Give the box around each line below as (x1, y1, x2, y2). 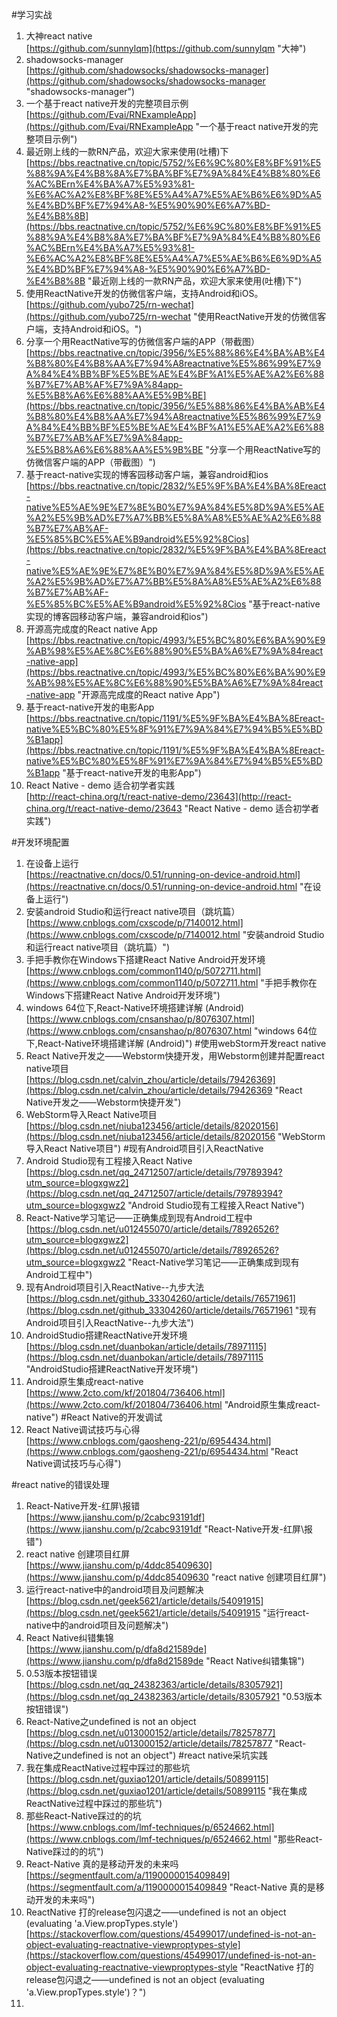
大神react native (25, 30, 93, 42)
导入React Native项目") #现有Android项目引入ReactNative (25, 1143, 264, 1154)
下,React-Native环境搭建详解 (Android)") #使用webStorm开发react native (25, 1038, 327, 1049)
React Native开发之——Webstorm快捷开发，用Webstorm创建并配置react (25, 1050, 325, 1062)
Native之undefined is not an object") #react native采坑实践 (25, 1749, 268, 1761)
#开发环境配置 (11, 836, 70, 848)
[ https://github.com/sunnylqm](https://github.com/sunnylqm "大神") (25, 43, 307, 54)
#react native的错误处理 (11, 1479, 110, 1490)
